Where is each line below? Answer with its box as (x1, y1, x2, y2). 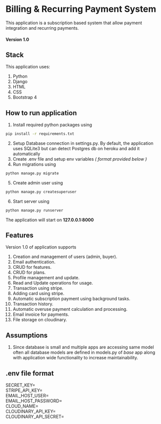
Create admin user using (12, 179, 63, 186)
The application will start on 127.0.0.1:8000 (5, 216, 94, 223)
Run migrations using (12, 162, 56, 168)
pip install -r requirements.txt (5, 131, 75, 136)
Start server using (12, 198, 50, 204)
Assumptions (5, 331, 48, 339)
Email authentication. (12, 259, 56, 265)
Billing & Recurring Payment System (5, 3, 157, 15)
